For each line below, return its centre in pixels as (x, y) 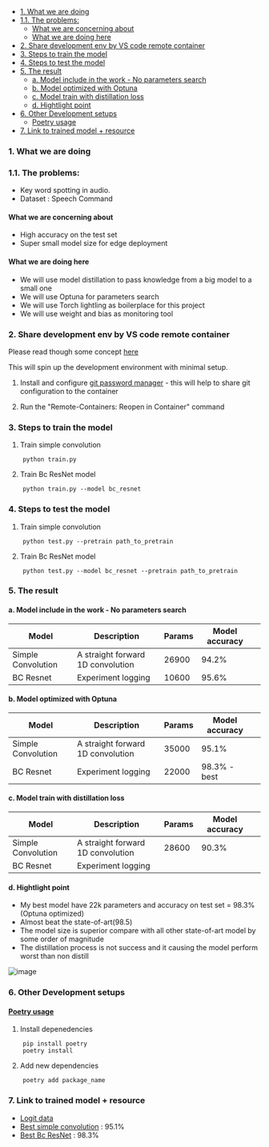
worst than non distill (54, 957)
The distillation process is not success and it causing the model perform (139, 948)
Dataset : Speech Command (66, 199)
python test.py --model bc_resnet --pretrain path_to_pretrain (130, 571)
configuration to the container (69, 391)
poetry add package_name (64, 1081)
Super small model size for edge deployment (94, 243)
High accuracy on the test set (68, 235)
